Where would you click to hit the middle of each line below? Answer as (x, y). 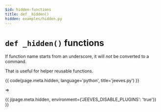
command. (16, 62)
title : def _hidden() (27, 14)
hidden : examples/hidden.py (34, 19)
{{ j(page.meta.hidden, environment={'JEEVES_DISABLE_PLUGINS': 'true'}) (81, 100)
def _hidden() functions (55, 43)
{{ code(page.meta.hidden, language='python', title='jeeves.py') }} (72, 81)
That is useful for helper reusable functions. (49, 71)
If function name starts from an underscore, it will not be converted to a (77, 56)
